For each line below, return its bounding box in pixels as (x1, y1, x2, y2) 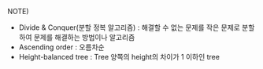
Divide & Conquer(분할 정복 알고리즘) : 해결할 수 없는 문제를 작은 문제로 (18, 23, 241, 32)
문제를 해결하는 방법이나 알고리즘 (33, 33, 135, 42)
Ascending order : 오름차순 (18, 42, 105, 52)
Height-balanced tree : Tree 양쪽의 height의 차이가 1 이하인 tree (18, 53, 220, 61)
